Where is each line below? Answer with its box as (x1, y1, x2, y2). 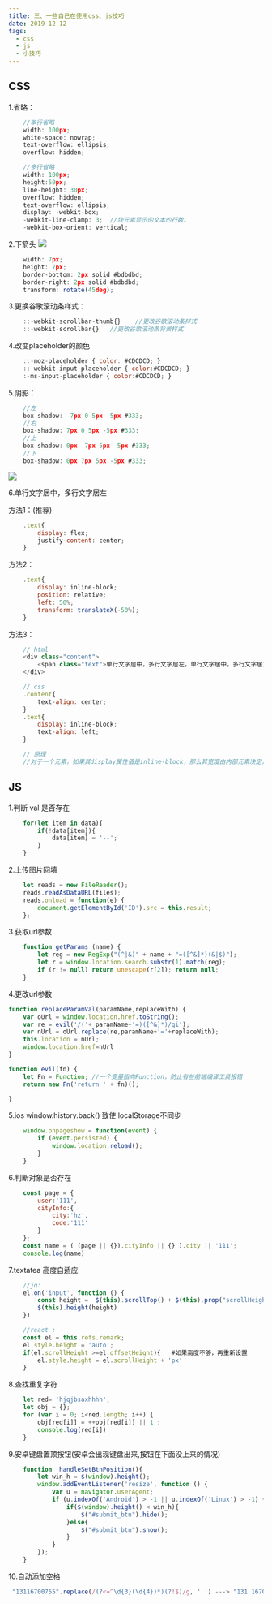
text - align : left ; (37, 728, 100, 736)
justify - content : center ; (37, 537, 125, 545)
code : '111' (51, 1219, 89, 1227)
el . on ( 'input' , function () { (23, 1288, 125, 1297)
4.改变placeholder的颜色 (8, 341, 91, 351)
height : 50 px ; (23, 178, 67, 187)
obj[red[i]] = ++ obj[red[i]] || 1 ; (37, 1418, 161, 1426)
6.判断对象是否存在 (8, 1172, 72, 1182)
